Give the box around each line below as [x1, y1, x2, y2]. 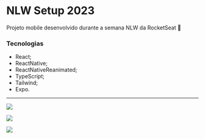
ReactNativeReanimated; [15, 66, 77, 73]
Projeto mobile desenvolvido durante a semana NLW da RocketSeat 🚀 [6, 24, 181, 31]
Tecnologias [6, 39, 44, 48]
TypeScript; [15, 73, 45, 80]
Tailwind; [15, 79, 38, 86]
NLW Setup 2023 [6, 4, 95, 18]
